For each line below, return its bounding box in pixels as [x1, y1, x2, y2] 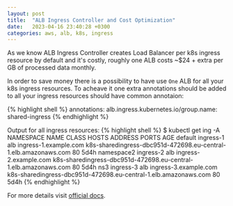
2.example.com [7, 156, 52, 164]
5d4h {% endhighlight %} [7, 178, 81, 187]
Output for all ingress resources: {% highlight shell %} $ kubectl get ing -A [7, 126, 220, 134]
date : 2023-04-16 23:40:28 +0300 [7, 23, 111, 30]
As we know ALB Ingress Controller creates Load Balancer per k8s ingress [7, 49, 220, 57]
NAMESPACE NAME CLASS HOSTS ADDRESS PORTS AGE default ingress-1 [7, 134, 225, 142]
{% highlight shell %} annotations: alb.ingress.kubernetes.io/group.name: [7, 105, 218, 113]
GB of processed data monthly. [7, 63, 97, 72]
